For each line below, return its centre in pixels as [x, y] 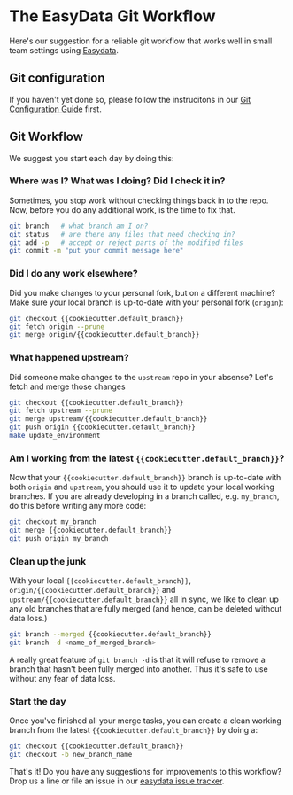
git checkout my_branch [53, 522]
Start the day [38, 701]
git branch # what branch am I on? [79, 226]
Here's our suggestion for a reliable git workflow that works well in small [141, 41]
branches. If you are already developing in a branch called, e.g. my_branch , [144, 496]
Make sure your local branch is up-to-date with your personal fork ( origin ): [146, 302]
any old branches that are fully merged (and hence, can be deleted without [146, 609]
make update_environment [55, 436]
